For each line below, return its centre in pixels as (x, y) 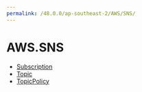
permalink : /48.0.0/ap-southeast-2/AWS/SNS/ (71, 13)
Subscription (34, 67)
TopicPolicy (33, 81)
